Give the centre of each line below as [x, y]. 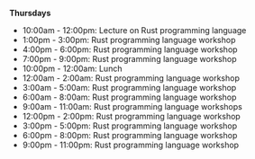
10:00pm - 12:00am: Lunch [72, 68]
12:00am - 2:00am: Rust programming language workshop [131, 78]
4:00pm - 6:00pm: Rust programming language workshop [130, 49]
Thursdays [30, 13]
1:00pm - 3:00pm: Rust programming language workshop [129, 40]
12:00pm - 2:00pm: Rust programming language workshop [131, 116]
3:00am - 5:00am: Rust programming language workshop [129, 88]
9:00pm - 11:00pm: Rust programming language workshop [131, 145]
